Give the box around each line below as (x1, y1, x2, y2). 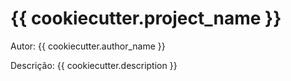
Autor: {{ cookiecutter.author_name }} (10, 40, 166, 52)
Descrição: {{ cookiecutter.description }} (10, 59, 178, 71)
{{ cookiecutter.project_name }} (10, 7, 282, 30)
